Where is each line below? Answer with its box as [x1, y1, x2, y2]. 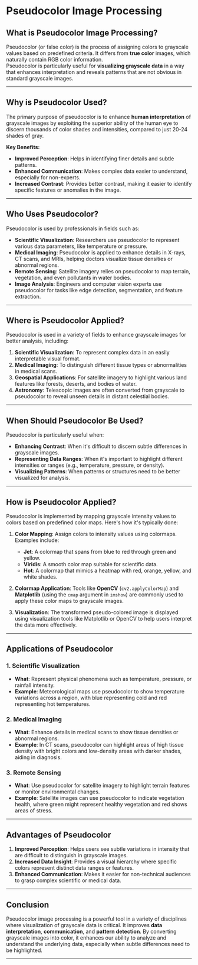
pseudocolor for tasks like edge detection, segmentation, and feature [14, 286, 183, 293]
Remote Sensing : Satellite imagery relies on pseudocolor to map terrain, [14, 267, 190, 275]
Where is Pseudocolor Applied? [6, 315, 125, 326]
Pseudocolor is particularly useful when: [6, 431, 104, 438]
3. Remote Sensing [6, 768, 61, 776]
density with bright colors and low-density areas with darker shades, [14, 747, 182, 755]
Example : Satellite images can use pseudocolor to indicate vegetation [14, 795, 184, 802]
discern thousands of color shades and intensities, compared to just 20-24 [6, 125, 188, 133]
